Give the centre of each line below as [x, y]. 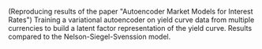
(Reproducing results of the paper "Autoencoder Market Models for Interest [131, 11]
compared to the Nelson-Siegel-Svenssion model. [90, 36]
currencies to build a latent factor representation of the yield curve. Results [130, 28]
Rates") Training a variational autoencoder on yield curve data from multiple [131, 20]
